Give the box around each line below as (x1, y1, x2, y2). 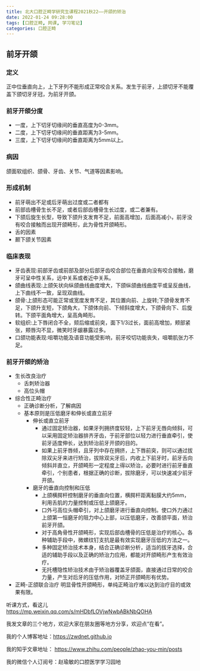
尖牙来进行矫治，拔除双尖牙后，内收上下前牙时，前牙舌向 (52, 454, 193, 462)
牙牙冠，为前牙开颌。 (26, 90, 79, 97)
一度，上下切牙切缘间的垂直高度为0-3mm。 (14, 122, 122, 129)
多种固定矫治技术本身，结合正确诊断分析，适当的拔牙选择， (41, 544, 188, 551)
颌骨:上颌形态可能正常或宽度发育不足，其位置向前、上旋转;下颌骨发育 (14, 296, 186, 304)
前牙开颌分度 (6, 107, 43, 115)
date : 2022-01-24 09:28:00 (6, 14, 73, 20)
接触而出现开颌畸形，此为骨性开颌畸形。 (30, 221, 130, 228)
